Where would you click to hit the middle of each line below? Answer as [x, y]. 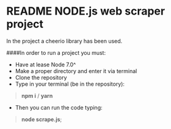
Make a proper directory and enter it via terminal [76, 71]
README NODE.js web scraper [86, 11]
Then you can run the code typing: [59, 107]
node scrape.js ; [42, 119]
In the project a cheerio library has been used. [64, 41]
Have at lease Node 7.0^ [45, 64]
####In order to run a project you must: [56, 52]
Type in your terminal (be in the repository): [70, 84]
